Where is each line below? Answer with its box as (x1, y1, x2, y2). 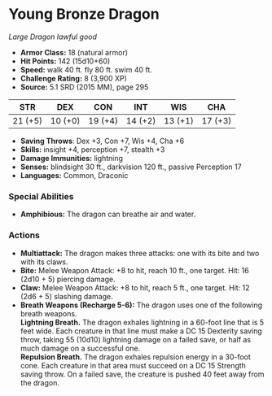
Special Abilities (8, 190, 74, 202)
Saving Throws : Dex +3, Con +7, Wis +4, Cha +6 (20, 136, 185, 146)
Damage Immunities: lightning (20, 153, 124, 163)
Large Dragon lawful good (8, 32, 98, 41)
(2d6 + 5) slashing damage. (20, 291, 114, 301)
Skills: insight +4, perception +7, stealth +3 (20, 144, 165, 154)
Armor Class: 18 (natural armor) (20, 47, 129, 57)
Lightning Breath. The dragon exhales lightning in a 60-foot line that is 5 (20, 317, 265, 327)
